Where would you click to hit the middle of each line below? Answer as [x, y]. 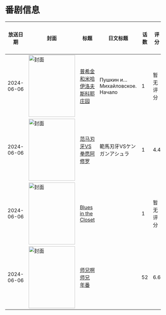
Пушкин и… [113, 80]
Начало [108, 92]
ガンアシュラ [114, 154]
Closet [87, 219]
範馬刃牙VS [113, 146]
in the [86, 213]
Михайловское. [118, 86]
